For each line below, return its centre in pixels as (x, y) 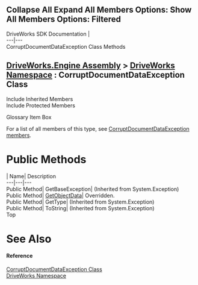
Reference (20, 256)
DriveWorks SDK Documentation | (48, 34)
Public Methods (46, 159)
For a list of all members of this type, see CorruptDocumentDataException (98, 128)
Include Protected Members (41, 105)
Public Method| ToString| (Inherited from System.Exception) (80, 208)
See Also (29, 239)
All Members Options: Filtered (64, 20)
